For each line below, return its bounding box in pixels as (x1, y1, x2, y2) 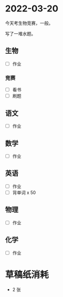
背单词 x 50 (12, 190, 36, 196)
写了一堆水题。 (5, 30, 36, 36)
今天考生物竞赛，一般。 (5, 20, 53, 26)
